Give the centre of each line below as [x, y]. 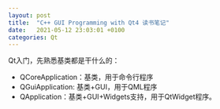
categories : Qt [33, 37]
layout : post [30, 15]
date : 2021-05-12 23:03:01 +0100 [67, 30]
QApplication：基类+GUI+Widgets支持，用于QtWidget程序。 [118, 97]
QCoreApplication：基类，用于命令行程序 [86, 77]
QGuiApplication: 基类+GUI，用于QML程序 [88, 87]
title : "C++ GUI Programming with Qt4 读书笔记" [89, 23]
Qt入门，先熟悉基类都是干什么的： [64, 60]
